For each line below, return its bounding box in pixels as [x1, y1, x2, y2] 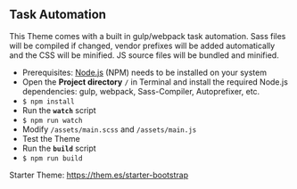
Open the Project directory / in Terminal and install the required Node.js [21, 76, 288, 87]
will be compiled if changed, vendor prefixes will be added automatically [9, 40, 276, 51]
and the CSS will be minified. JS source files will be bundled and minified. [9, 49, 279, 61]
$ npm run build [21, 153, 83, 163]
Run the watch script [21, 104, 96, 115]
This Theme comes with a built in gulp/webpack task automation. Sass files [9, 30, 286, 41]
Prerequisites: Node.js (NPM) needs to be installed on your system [21, 67, 268, 78]
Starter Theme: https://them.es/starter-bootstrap [9, 169, 189, 180]
